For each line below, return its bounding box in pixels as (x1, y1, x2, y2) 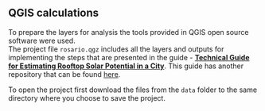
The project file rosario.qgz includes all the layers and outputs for (8, 44, 224, 54)
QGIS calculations (8, 6, 99, 20)
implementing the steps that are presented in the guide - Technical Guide (8, 52, 250, 62)
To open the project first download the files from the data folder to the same (8, 85, 257, 94)
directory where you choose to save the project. (8, 93, 166, 102)
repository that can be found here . (8, 69, 121, 78)
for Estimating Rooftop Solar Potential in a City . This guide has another (8, 61, 244, 71)
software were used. (8, 36, 76, 45)
